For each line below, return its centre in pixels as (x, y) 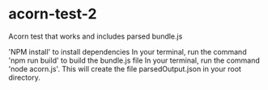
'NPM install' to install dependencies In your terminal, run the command (128, 51)
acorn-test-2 (53, 14)
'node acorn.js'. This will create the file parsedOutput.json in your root (125, 68)
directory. (24, 77)
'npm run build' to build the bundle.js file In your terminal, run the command (134, 60)
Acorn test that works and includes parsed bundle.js (96, 36)
